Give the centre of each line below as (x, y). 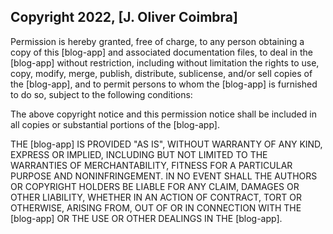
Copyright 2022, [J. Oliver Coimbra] (124, 17)
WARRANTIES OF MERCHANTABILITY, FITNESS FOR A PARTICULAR (151, 165)
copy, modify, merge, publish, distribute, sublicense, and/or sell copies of (161, 73)
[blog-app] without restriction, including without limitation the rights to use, (165, 62)
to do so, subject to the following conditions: (101, 94)
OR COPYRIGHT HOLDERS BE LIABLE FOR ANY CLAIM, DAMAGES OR (155, 186)
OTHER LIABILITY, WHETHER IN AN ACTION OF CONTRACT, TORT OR (156, 197)
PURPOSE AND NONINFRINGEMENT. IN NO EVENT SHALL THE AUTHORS (164, 176)
